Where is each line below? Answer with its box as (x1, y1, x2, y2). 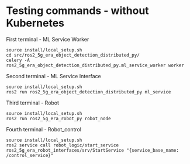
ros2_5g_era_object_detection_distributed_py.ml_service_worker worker (6, 62, 184, 68)
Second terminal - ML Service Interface (6, 72, 101, 79)
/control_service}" (6, 152, 54, 158)
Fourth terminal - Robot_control (6, 125, 82, 132)
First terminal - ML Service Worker (6, 36, 89, 43)
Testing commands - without (6, 4, 149, 18)
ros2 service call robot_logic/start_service (6, 142, 119, 148)
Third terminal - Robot (6, 99, 60, 106)
